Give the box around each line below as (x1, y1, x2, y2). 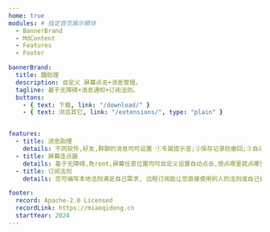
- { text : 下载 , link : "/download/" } (22, 101, 150, 109)
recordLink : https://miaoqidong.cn (15, 204, 135, 213)
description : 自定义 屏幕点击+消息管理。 (15, 78, 142, 87)
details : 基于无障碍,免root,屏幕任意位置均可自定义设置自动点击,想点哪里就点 (22, 160, 255, 168)
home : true (8, 11, 45, 20)
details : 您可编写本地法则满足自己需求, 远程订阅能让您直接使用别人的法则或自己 (22, 174, 260, 183)
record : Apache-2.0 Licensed (15, 197, 113, 205)
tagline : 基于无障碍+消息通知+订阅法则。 (15, 86, 139, 94)
